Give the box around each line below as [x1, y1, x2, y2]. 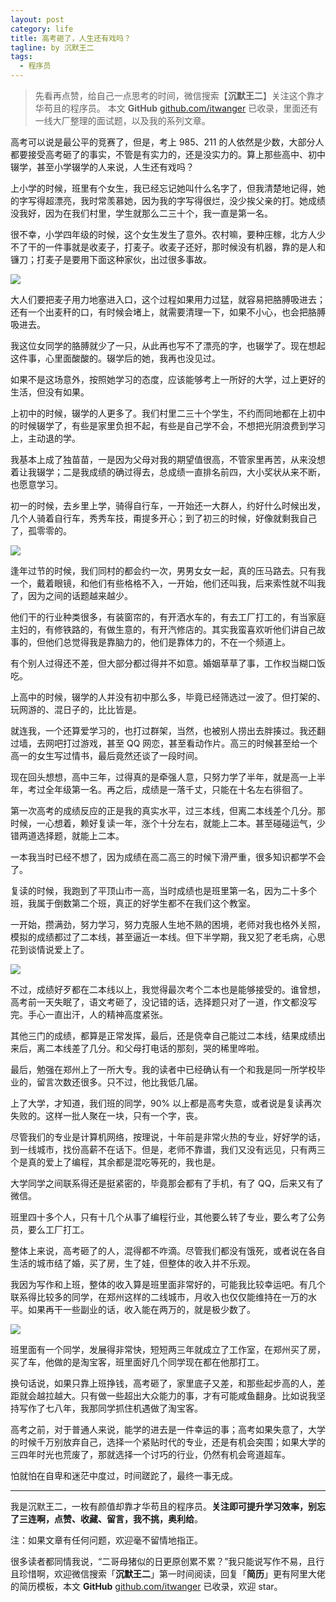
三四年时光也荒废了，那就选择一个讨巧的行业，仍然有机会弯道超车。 [10, 1449, 291, 1460]
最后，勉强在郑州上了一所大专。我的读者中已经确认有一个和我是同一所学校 [10, 1064, 317, 1075]
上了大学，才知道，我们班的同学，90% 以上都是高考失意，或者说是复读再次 [10, 1097, 322, 1109]
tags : [10, 52, 33, 62]
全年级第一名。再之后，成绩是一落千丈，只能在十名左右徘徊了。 [44, 784, 308, 795]
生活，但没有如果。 [10, 386, 90, 398]
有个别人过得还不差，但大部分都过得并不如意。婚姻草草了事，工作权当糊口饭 [10, 657, 326, 669]
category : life [10, 24, 74, 34]
